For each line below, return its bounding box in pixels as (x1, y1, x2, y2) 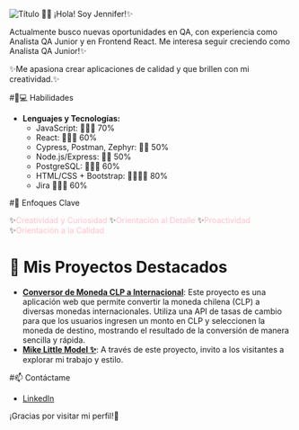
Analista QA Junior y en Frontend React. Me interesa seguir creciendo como (9, 36, 290, 47)
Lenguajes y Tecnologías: (22, 113, 121, 123)
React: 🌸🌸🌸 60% (35, 132, 97, 143)
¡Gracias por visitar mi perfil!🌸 (9, 410, 119, 421)
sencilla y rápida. (22, 334, 85, 345)
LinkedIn (22, 392, 55, 404)
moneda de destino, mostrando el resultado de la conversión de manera (22, 325, 290, 336)
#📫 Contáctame (9, 372, 71, 382)
